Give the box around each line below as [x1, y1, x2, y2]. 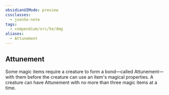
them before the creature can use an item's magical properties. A [15, 74, 154, 80]
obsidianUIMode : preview [5, 7, 59, 13]
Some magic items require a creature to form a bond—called [5, 68, 134, 75]
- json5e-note [10, 17, 40, 22]
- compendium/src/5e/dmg [10, 27, 63, 32]
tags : [5, 21, 17, 27]
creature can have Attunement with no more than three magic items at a [5, 79, 158, 85]
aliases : [5, 31, 24, 36]
